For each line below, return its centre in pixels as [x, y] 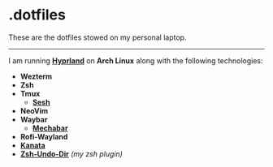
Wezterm [36, 76]
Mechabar [50, 128]
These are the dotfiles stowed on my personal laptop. [97, 37]
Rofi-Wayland [44, 136]
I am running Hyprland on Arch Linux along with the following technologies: [136, 60]
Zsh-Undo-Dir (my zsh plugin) [71, 154]
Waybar [34, 119]
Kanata [33, 145]
